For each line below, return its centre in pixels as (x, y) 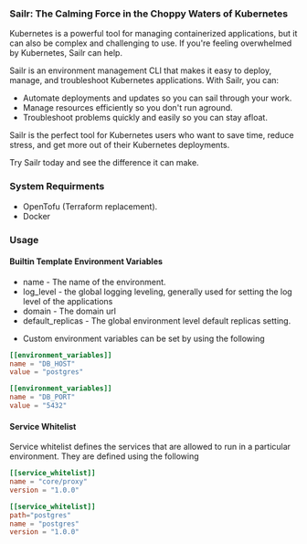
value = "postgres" (47, 372)
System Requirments (57, 187)
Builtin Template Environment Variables (86, 261)
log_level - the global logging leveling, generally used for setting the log (157, 292)
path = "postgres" (40, 515)
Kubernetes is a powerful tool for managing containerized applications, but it (153, 34)
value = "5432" (38, 406)
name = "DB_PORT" (42, 397)
